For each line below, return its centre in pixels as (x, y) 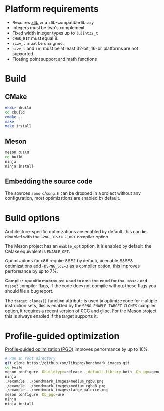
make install (18, 126)
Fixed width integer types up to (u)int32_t (55, 33)
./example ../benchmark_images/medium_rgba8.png (55, 386)
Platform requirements (52, 9)
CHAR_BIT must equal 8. (35, 38)
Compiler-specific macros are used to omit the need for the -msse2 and (76, 281)
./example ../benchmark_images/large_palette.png (57, 390)
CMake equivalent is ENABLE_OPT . (38, 251)
